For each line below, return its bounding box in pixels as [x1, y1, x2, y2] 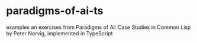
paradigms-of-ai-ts [6, 4, 104, 18]
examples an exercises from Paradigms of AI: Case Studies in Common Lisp [6, 24, 191, 31]
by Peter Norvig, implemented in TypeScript [6, 29, 114, 37]
